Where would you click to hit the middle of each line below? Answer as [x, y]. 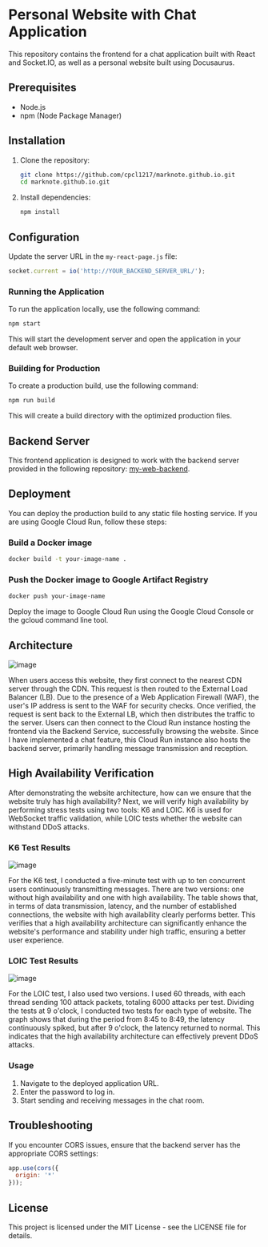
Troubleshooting [51, 1126]
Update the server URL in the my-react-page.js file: [93, 256]
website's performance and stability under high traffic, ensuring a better [127, 932]
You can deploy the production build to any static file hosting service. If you [133, 513]
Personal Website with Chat [102, 15]
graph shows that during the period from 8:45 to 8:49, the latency [117, 1019]
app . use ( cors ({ [34, 1168]
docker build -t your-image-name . [68, 559]
